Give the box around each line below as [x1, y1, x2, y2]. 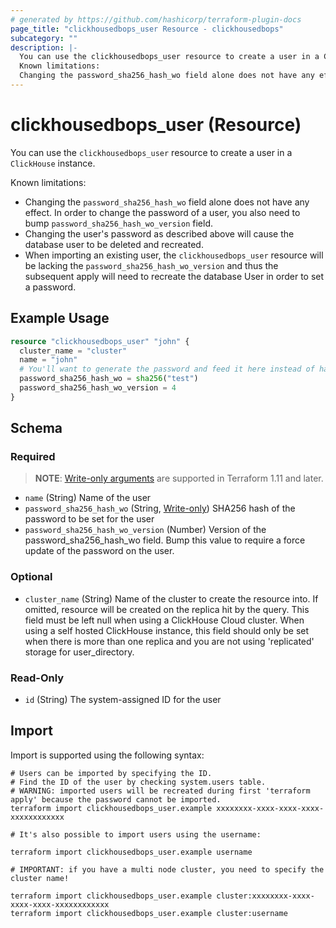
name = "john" [19, 355, 78, 365]
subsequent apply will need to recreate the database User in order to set [24, 270, 325, 282]
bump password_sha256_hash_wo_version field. [24, 217, 214, 229]
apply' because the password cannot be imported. [10, 794, 222, 805]
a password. [24, 281, 77, 293]
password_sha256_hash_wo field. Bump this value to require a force [24, 534, 306, 546]
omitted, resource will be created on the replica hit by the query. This [24, 603, 310, 615]
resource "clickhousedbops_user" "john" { [10, 336, 190, 346]
